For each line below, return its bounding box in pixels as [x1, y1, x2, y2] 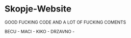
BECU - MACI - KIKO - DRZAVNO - [4, 28, 75, 34]
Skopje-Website [4, 3, 72, 14]
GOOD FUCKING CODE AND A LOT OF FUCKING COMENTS [4, 19, 126, 25]
